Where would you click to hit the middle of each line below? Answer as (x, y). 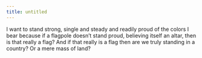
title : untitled (27, 12)
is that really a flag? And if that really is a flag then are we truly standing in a (101, 42)
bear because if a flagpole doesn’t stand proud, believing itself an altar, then (101, 35)
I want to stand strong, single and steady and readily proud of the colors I (98, 29)
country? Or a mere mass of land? (48, 48)
